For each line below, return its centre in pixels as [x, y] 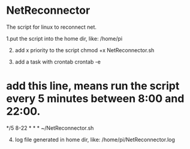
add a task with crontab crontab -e [58, 62]
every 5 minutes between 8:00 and [95, 99]
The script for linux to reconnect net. [52, 27]
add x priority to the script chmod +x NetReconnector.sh [85, 50]
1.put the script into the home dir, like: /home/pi [64, 38]
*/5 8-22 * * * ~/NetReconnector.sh [50, 128]
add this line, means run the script [93, 86]
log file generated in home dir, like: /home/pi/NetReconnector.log [95, 139]
